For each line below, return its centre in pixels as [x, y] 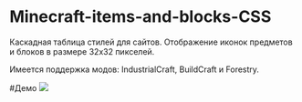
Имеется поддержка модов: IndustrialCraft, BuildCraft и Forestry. [135, 69]
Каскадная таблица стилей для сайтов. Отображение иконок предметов [151, 42]
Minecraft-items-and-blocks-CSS [141, 17]
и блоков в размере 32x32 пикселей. [82, 51]
